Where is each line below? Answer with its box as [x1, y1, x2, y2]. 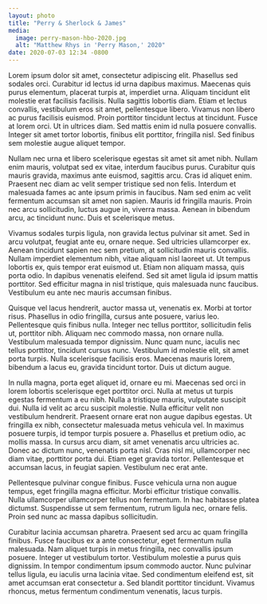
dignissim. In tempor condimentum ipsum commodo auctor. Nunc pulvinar [8, 561, 252, 571]
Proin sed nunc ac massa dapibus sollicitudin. [8, 512, 159, 521]
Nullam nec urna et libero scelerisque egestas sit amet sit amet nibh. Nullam [8, 154, 258, 163]
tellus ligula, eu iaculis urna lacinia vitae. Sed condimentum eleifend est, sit [8, 570, 254, 579]
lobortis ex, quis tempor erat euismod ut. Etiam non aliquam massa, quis [8, 262, 245, 272]
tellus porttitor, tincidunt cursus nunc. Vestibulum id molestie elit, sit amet [8, 346, 249, 355]
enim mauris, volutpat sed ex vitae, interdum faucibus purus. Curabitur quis [8, 163, 256, 171]
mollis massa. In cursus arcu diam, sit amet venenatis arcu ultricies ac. [8, 437, 240, 446]
